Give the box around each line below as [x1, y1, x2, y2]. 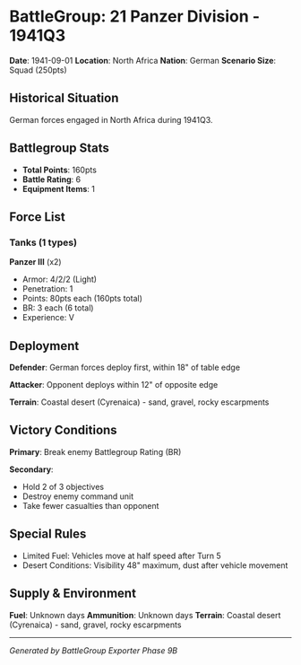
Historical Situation [9, 91, 119, 106]
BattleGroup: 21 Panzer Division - [9, 6, 261, 27]
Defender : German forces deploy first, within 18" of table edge [9, 362, 240, 373]
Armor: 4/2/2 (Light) [21, 274, 97, 284]
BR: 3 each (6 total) [21, 302, 94, 313]
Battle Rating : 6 [21, 173, 82, 185]
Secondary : [9, 464, 54, 475]
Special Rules [9, 527, 87, 542]
